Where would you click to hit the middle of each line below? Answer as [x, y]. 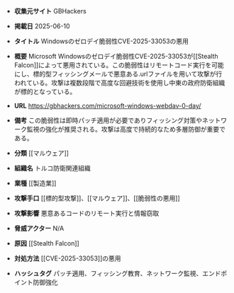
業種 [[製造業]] [35, 183]
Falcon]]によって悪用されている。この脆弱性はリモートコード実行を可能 [119, 65]
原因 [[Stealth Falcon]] [46, 243]
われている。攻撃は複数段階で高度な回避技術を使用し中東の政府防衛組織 [119, 83]
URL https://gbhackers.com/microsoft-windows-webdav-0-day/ [107, 106]
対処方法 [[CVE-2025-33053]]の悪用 [68, 258]
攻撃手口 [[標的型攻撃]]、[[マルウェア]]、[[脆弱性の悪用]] [97, 198]
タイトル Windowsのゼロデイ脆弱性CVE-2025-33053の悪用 [101, 41]
